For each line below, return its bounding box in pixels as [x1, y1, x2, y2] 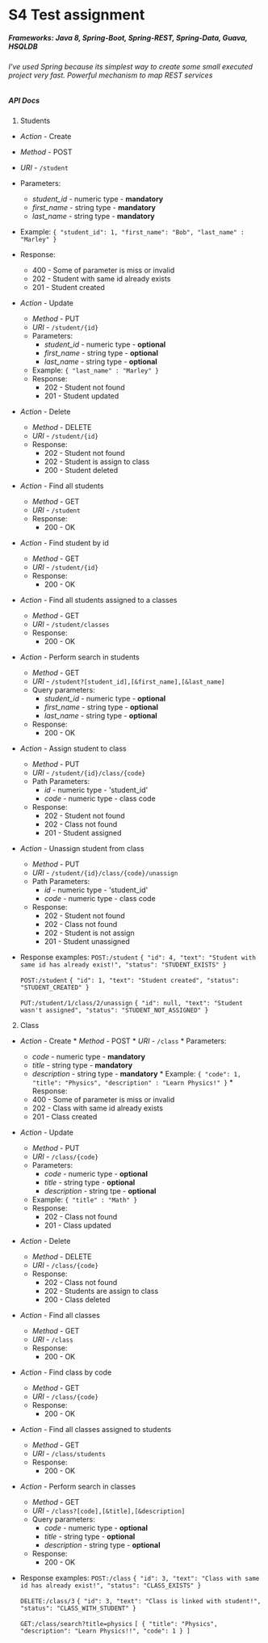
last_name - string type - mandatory [31, 212, 155, 221]
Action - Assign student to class [19, 744, 127, 753]
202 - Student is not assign [44, 928, 135, 938]
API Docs [8, 95, 40, 105]
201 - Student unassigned [44, 937, 131, 946]
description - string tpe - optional [44, 1186, 157, 1196]
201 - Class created [31, 1112, 98, 1122]
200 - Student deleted [44, 466, 119, 475]
